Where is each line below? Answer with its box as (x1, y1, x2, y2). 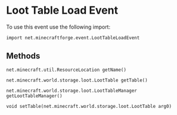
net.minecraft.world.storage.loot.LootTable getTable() (6, 77, 148, 83)
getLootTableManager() (6, 93, 63, 99)
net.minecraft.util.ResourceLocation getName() (6, 67, 127, 73)
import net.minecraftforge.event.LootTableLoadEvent (6, 35, 140, 41)
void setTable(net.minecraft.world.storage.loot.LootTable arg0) (6, 103, 172, 109)
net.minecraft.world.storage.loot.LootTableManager (6, 88, 137, 94)
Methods (6, 51, 41, 61)
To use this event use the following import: (6, 23, 111, 30)
